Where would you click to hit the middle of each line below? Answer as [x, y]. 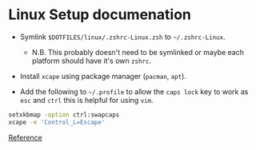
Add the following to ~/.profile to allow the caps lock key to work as [134, 91]
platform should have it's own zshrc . [92, 61]
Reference [25, 137]
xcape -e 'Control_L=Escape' [57, 122]
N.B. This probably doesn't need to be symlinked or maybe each [138, 52]
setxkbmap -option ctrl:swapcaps [64, 114]
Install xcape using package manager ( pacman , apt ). [103, 76]
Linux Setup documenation [100, 15]
